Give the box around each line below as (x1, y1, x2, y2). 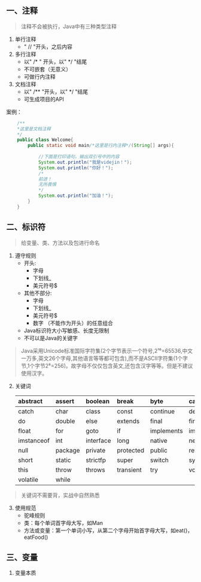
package (55, 446, 80, 454)
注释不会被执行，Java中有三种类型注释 (20, 23, 117, 30)
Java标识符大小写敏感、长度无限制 (23, 326, 109, 334)
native (150, 436, 167, 445)
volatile (17, 475, 39, 484)
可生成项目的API (23, 95, 64, 103)
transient (117, 466, 142, 474)
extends (117, 416, 140, 425)
